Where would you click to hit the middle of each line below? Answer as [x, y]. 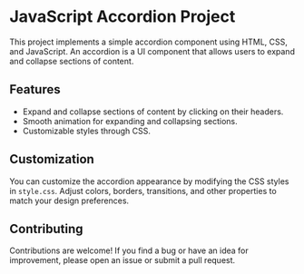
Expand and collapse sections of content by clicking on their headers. [153, 112]
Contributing [46, 229]
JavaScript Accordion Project [123, 17]
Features [35, 89]
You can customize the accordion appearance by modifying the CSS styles [149, 181]
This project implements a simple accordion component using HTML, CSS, [149, 42]
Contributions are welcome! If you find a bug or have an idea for [129, 250]
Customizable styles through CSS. [87, 131]
